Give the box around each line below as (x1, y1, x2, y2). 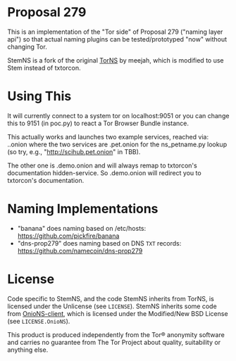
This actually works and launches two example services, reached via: (7, 132, 209, 141)
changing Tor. (7, 42, 47, 51)
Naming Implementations (7, 201, 159, 217)
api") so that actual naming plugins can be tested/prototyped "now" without (7, 34, 228, 43)
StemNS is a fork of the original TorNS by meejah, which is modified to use (7, 56, 224, 64)
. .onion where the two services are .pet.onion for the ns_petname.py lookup (7, 140, 228, 148)
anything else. (7, 346, 49, 354)
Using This (7, 89, 72, 104)
